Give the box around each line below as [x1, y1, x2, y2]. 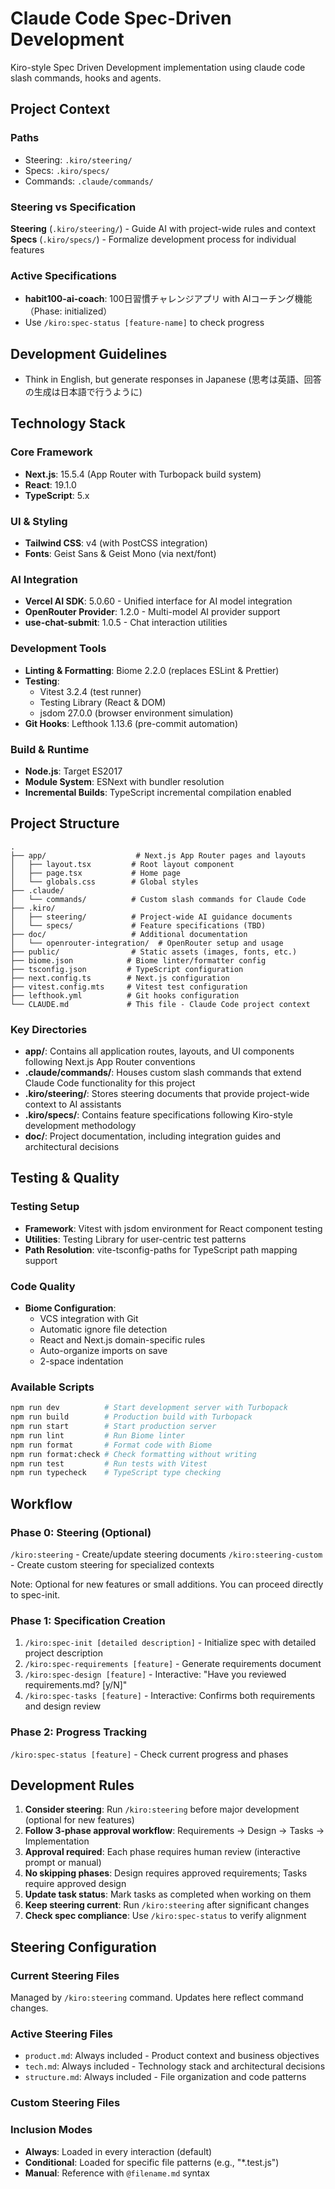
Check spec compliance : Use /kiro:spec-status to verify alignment [24, 1910, 307, 1922]
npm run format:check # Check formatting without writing [10, 1449, 257, 1459]
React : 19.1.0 [24, 478, 77, 491]
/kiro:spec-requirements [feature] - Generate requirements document [24, 1658, 322, 1670]
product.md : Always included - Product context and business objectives [24, 2050, 320, 2062]
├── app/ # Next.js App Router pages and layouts [10, 850, 307, 861]
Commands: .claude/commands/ [24, 175, 154, 187]
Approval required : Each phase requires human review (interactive [24, 1846, 301, 1858]
